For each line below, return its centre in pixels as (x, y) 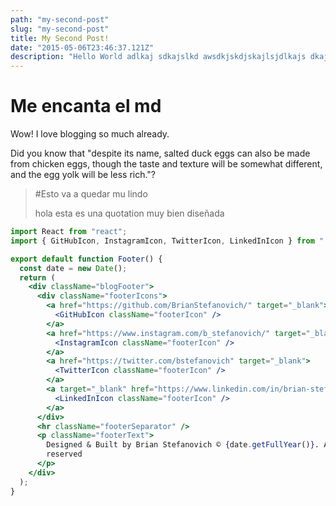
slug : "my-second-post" (60, 29)
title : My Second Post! (60, 38)
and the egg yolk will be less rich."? (83, 175)
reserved (64, 454)
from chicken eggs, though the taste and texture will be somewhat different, (166, 164)
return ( (37, 277)
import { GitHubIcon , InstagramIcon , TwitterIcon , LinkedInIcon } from (162, 241)
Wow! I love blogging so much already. (90, 134)
